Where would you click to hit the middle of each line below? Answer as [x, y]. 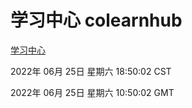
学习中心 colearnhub [96, 20]
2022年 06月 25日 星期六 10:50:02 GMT [92, 92]
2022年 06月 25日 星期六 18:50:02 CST [91, 71]
